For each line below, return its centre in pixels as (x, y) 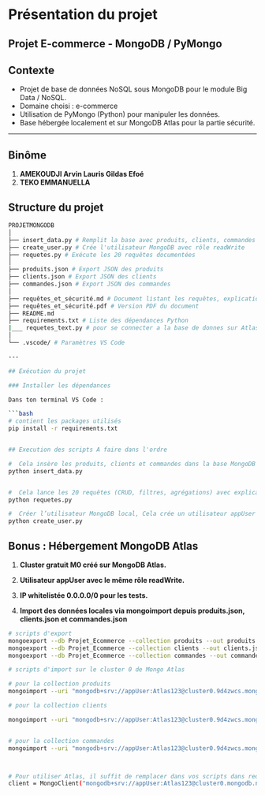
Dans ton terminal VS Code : (56, 400)
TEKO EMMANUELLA (55, 182)
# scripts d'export (40, 633)
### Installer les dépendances (60, 385)
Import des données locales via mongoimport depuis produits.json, (132, 610)
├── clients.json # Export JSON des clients (82, 277)
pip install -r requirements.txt (63, 429)
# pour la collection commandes (61, 741)
